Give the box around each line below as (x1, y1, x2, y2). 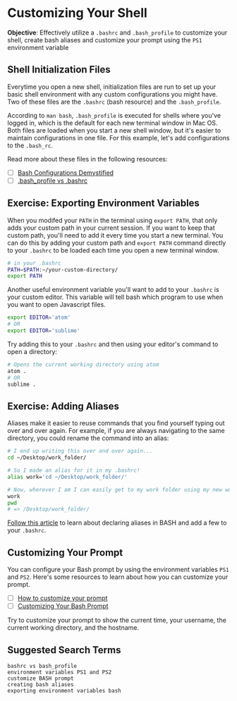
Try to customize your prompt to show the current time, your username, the (7, 616, 227, 625)
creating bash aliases (7, 681, 74, 688)
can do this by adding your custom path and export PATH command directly (7, 238, 226, 247)
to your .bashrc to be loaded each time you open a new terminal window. (7, 245, 219, 255)
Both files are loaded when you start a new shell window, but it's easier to (7, 126, 221, 135)
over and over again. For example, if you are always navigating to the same (7, 427, 225, 435)
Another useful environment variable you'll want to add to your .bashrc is (7, 286, 220, 294)
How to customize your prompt (17, 594, 108, 602)
